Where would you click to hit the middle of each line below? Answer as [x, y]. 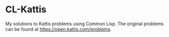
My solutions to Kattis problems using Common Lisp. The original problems [84, 24]
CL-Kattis [26, 10]
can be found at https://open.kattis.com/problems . [58, 29]
